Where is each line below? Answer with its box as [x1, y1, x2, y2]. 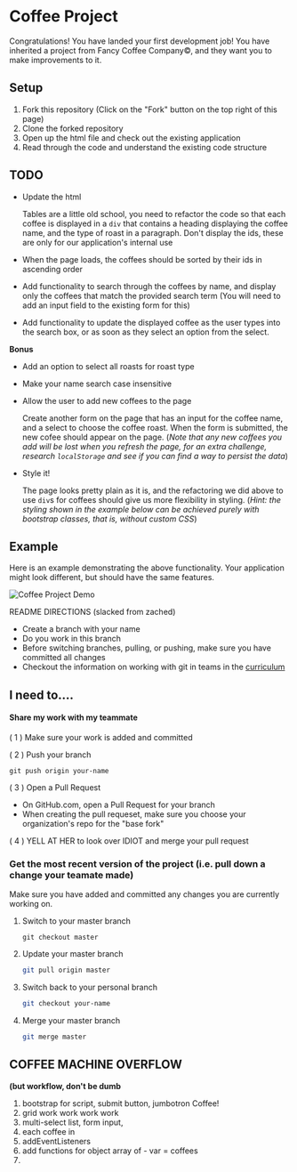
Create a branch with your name [21, 624, 140, 634]
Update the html [21, 191, 82, 202]
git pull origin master [21, 966, 111, 975]
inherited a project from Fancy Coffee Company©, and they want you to [9, 44, 273, 55]
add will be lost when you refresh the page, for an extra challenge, [21, 441, 267, 451]
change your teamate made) [9, 869, 134, 881]
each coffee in [21, 1126, 76, 1136]
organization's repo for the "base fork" [21, 818, 165, 828]
